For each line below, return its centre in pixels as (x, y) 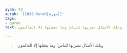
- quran (13, 23)
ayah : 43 (14, 9)
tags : (11, 18)
